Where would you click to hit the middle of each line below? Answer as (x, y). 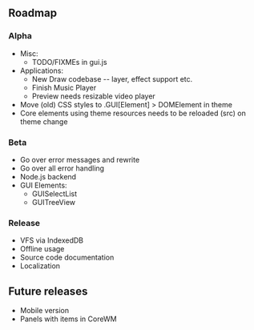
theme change (44, 121)
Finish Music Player (64, 87)
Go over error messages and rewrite (80, 159)
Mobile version (44, 311)
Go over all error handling (62, 168)
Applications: (42, 70)
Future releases (48, 291)
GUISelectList (54, 193)
